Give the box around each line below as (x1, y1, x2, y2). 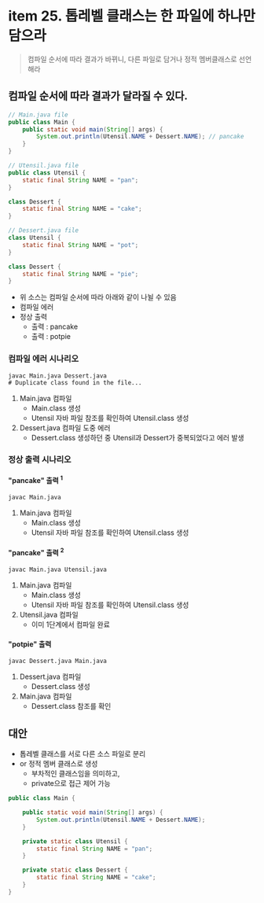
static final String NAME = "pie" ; (22, 270, 139, 278)
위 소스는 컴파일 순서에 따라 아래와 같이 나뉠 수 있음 (19, 293, 177, 302)
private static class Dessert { (22, 866, 128, 874)
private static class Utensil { (22, 837, 128, 846)
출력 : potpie (31, 332, 71, 341)
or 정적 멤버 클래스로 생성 (19, 759, 98, 768)
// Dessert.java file (8, 227, 79, 234)
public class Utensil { (8, 168, 86, 177)
